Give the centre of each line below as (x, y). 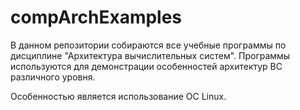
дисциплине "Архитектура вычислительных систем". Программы (150, 55)
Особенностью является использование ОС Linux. (118, 96)
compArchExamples (96, 17)
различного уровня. (53, 77)
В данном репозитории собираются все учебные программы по (148, 45)
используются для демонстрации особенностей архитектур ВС (146, 66)
